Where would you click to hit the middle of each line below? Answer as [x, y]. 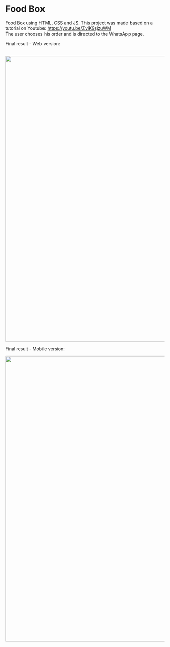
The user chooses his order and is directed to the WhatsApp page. [75, 34]
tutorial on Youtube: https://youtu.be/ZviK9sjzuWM [58, 28]
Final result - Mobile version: [35, 349]
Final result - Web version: [33, 43]
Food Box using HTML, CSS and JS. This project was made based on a [79, 23]
